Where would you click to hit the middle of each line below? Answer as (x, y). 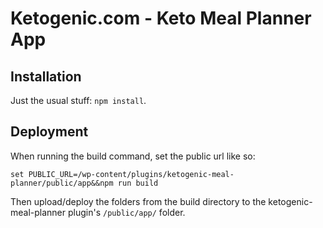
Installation (46, 76)
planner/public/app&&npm (62, 183)
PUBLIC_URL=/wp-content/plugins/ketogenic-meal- (131, 174)
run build (138, 183)
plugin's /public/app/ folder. (126, 212)
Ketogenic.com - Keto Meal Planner (161, 18)
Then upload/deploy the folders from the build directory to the (138, 201)
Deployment (49, 132)
